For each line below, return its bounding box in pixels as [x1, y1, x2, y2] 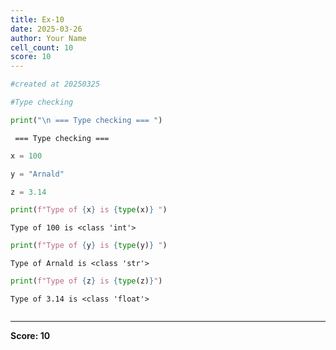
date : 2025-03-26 [10, 24, 83, 34]
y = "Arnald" [10, 169, 65, 179]
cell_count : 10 [10, 42, 74, 53]
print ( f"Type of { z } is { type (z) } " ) [10, 276, 163, 286]
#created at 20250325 [10, 79, 101, 90]
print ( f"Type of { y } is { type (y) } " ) [10, 241, 168, 251]
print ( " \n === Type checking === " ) [10, 115, 163, 125]
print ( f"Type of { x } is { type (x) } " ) [10, 205, 168, 215]
